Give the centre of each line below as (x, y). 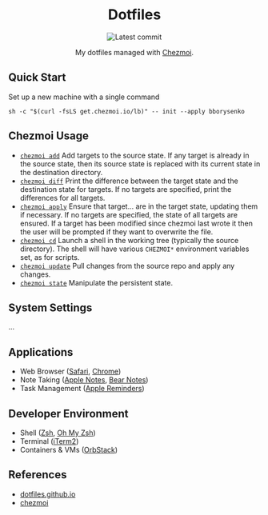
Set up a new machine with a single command (84, 97)
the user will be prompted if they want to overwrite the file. (116, 232)
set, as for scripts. (50, 257)
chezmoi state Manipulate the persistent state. (96, 282)
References (38, 475)
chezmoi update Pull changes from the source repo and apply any (127, 265)
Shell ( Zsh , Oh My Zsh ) (58, 433)
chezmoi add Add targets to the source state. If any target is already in (134, 155)
